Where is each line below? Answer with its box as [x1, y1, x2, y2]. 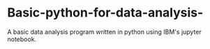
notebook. [7, 35, 37, 43]
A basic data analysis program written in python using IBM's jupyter [7, 28, 202, 36]
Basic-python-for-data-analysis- [7, 5, 204, 21]
